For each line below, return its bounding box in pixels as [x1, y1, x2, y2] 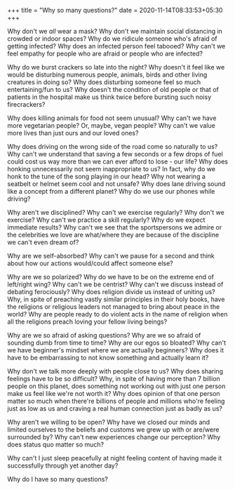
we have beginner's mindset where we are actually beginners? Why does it [7, 346, 224, 354]
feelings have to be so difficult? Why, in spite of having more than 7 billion [7, 375, 221, 383]
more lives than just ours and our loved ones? [7, 129, 139, 137]
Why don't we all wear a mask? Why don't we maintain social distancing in [7, 27, 223, 35]
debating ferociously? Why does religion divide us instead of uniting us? [7, 288, 215, 296]
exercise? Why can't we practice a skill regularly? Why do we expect [7, 216, 206, 224]
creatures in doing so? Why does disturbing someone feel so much [7, 78, 201, 86]
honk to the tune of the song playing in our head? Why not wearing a [7, 172, 206, 180]
